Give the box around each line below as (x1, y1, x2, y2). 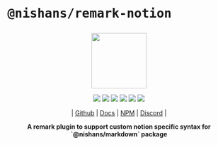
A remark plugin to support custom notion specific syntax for (27, 122, 211, 131)
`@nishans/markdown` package (70, 130, 168, 139)
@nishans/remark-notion (7, 6, 172, 21)
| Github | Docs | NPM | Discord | (71, 109, 167, 117)
